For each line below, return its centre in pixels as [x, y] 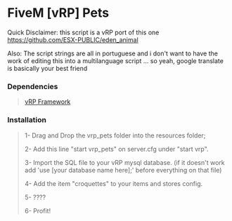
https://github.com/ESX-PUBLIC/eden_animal [73, 39]
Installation [27, 120]
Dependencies [33, 86]
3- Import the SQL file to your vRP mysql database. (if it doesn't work [124, 162]
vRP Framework [47, 102]
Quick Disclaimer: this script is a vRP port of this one [83, 32]
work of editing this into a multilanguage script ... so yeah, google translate [115, 60]
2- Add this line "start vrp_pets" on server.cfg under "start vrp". [116, 149]
